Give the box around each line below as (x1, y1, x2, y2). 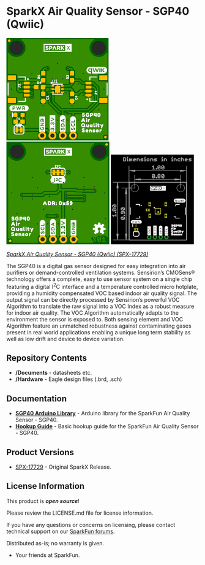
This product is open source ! (6, 497, 80, 504)
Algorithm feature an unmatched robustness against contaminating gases (6, 322, 192, 329)
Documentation (6, 393, 67, 404)
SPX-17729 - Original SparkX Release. (15, 463, 111, 471)
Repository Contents (6, 353, 88, 363)
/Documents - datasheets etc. (15, 369, 92, 377)
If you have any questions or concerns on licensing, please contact (6, 521, 176, 528)
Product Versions (6, 447, 75, 458)
